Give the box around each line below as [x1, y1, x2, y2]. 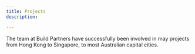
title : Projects [6, 8, 46, 15]
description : [6, 14, 38, 20]
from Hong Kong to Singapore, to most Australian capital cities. [6, 41, 159, 48]
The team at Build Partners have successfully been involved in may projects [6, 35, 190, 42]
